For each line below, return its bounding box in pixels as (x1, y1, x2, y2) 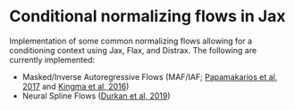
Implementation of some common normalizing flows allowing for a (9, 35, 253, 46)
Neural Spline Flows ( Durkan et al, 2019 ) (21, 90, 172, 101)
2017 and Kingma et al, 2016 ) (21, 81, 130, 91)
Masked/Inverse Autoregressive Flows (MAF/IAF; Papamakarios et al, (21, 71, 278, 82)
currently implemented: (9, 54, 96, 65)
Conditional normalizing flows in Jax (9, 6, 286, 27)
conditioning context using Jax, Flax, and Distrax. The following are (9, 44, 257, 55)
